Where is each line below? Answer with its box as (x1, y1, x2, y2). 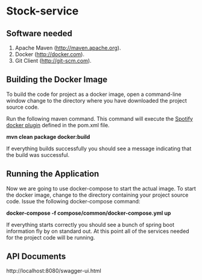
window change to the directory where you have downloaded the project (6, 97, 187, 104)
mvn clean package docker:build (6, 133, 90, 140)
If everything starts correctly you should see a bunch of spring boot (6, 221, 175, 228)
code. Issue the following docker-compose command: (6, 197, 140, 205)
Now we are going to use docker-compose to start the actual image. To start (6, 185, 196, 192)
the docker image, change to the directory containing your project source (6, 191, 189, 199)
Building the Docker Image (6, 74, 108, 85)
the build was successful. (6, 151, 70, 158)
